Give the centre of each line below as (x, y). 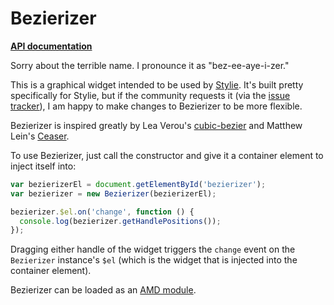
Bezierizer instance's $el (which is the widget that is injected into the (154, 260)
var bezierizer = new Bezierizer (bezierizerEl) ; (113, 193)
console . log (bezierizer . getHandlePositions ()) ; (120, 221)
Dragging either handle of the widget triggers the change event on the (153, 249)
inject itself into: (43, 166)
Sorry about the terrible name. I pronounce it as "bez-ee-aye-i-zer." (150, 65)
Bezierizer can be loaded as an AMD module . (103, 290)
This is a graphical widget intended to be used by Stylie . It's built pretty (157, 84)
